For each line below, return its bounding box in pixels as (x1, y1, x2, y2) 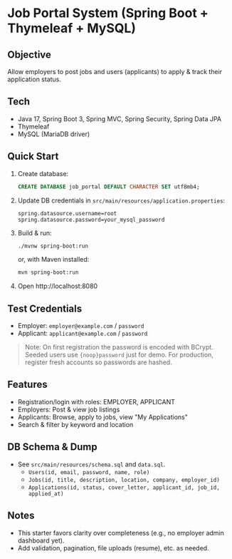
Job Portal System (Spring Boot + (7, 5, 209, 21)
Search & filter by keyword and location (17, 420, 134, 429)
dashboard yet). (17, 536, 65, 545)
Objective (7, 48, 52, 61)
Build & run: (17, 228, 52, 237)
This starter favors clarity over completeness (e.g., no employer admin (17, 528, 224, 537)
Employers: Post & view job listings (17, 405, 120, 414)
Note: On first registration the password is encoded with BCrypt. (24, 343, 213, 352)
